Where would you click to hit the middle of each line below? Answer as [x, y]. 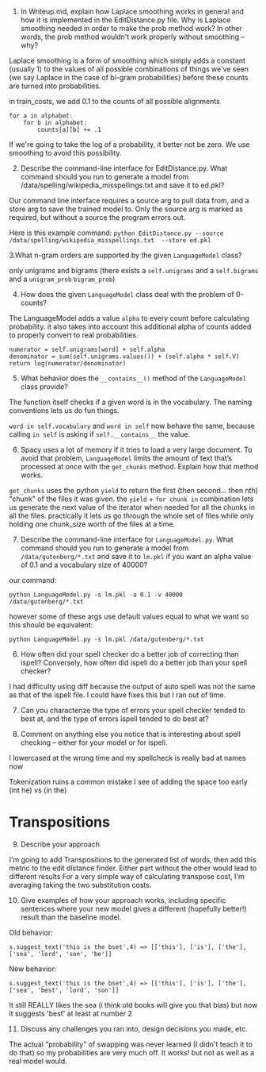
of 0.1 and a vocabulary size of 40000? [84, 565]
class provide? [44, 387]
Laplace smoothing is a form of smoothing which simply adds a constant [127, 60]
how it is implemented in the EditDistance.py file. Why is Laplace [125, 20]
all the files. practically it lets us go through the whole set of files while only [131, 516]
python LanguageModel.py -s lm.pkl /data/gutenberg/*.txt [106, 639]
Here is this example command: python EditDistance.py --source [116, 233]
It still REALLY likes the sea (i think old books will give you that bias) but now [133, 1005]
